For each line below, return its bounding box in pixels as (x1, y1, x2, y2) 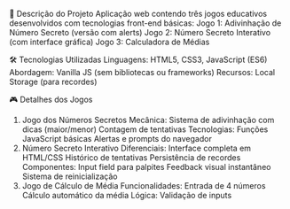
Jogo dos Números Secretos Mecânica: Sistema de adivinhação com (21, 115, 275, 125)
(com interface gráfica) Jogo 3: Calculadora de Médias (9, 36, 210, 47)
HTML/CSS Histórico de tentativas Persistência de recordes (21, 152, 241, 163)
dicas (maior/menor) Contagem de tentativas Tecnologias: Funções (21, 124, 269, 135)
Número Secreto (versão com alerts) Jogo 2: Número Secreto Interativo (9, 27, 271, 37)
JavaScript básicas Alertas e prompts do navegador (21, 134, 213, 143)
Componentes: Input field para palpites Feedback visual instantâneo (21, 162, 271, 172)
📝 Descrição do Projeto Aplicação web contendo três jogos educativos (9, 9, 268, 19)
